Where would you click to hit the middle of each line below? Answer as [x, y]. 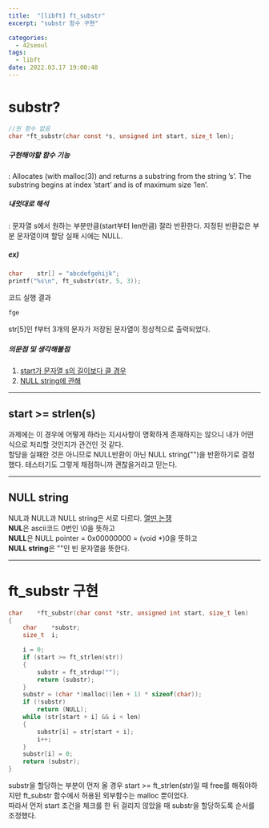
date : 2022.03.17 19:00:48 [53, 68]
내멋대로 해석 [29, 204]
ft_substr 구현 [53, 591]
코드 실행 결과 [30, 298]
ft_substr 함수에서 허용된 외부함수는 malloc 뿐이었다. [106, 796]
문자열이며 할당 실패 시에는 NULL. [69, 235]
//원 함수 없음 [29, 128]
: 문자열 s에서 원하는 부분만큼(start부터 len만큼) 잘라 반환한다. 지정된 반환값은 [130, 225]
